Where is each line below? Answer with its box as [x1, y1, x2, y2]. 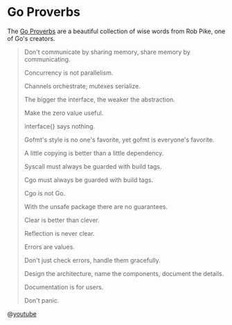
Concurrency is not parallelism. [24, 68, 114, 77]
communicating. [24, 55, 71, 63]
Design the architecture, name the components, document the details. [24, 269, 224, 277]
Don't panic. [24, 296, 60, 304]
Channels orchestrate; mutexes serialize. [24, 82, 141, 90]
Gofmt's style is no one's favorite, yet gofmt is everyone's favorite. [24, 136, 215, 144]
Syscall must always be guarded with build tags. [24, 162, 162, 170]
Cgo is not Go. [24, 189, 66, 197]
